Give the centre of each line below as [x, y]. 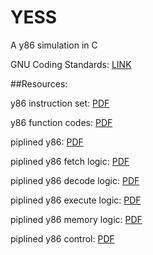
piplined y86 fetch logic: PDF [70, 161]
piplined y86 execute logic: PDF [76, 200]
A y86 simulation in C [54, 45]
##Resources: [39, 83]
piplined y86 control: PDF [62, 238]
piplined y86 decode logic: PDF [75, 180]
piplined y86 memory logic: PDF [76, 219]
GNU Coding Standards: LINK [71, 64]
